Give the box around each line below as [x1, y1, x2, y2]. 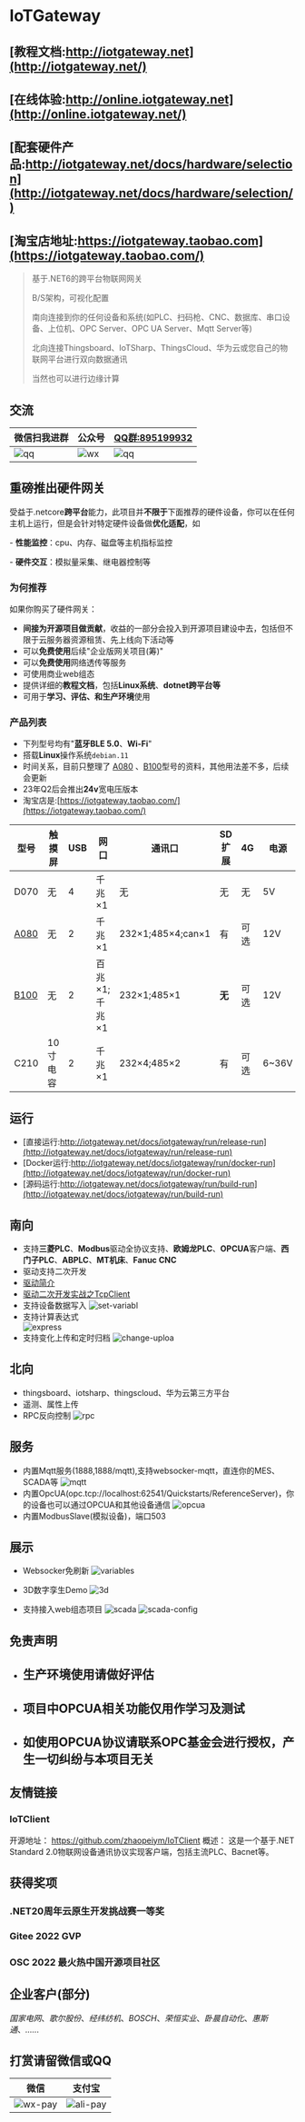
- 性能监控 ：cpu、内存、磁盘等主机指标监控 [9, 537, 173, 548]
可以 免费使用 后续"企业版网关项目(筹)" [22, 646, 164, 657]
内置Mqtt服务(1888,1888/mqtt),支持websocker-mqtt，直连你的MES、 [22, 1465, 280, 1476]
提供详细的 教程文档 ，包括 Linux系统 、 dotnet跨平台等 [22, 680, 221, 691]
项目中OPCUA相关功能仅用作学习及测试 [22, 1700, 245, 1716]
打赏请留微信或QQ [9, 2053, 112, 2068]
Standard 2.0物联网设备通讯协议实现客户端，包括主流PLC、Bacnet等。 [9, 1846, 274, 1857]
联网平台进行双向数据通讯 [31, 354, 128, 364]
